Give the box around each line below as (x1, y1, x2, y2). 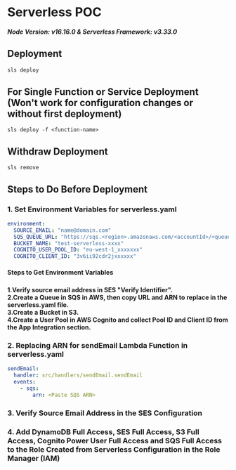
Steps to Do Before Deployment (7, 183, 147, 195)
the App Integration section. (7, 323, 91, 332)
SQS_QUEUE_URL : (13, 233, 58, 240)
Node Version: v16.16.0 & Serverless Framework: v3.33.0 (7, 27, 178, 36)
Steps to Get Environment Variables (7, 268, 114, 276)
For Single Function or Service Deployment (7, 86, 199, 98)
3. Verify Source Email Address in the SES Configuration (7, 408, 202, 418)
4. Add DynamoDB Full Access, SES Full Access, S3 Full (7, 426, 199, 436)
